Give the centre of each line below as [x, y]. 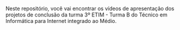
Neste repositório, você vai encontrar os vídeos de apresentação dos [90, 9]
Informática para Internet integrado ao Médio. [61, 21]
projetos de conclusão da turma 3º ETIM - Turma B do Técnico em [86, 15]
